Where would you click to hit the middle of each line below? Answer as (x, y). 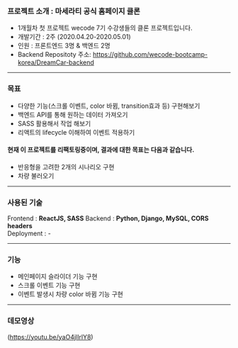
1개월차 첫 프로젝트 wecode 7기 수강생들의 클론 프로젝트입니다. (105, 28)
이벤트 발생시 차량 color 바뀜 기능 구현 (70, 294)
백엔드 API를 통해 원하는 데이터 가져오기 (73, 114)
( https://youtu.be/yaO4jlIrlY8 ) (50, 337)
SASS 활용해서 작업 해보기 (54, 123)
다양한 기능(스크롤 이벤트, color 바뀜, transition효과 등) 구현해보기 (109, 106)
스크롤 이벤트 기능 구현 (49, 286)
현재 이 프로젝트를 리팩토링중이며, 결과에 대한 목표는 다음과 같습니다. (101, 150)
